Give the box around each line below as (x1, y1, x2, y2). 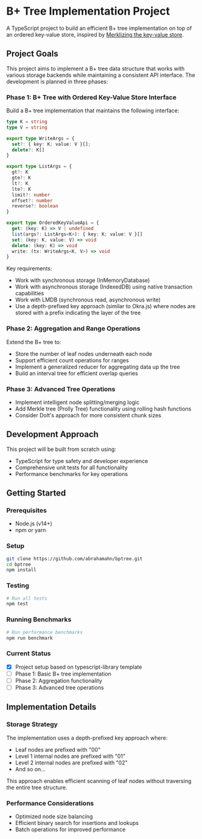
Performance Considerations (6, 799, 94, 807)
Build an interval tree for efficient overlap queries (15, 369, 138, 376)
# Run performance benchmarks (6, 629, 83, 635)
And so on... (15, 765, 46, 772)
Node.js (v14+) (15, 520, 53, 527)
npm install (6, 567, 37, 573)
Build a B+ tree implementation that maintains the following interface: (6, 107, 179, 114)
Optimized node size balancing (15, 813, 93, 820)
